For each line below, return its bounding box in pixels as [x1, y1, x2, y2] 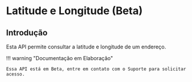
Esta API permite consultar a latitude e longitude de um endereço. [6, 43, 167, 50]
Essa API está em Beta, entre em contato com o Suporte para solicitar [6, 66, 186, 72]
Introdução [6, 28, 48, 38]
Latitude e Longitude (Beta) [6, 4, 143, 18]
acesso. [6, 71, 25, 77]
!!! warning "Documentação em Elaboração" [6, 55, 113, 61]
